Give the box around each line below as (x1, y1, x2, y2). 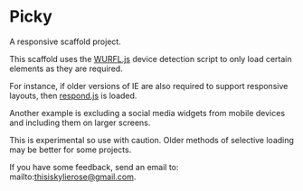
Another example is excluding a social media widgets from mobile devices (9, 107, 286, 118)
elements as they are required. (9, 63, 124, 74)
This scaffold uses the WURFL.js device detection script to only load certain (9, 53, 292, 64)
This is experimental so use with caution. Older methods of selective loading (9, 134, 294, 145)
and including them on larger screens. (9, 117, 151, 128)
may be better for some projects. (9, 144, 132, 155)
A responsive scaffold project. (9, 36, 122, 47)
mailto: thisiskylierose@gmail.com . (9, 171, 137, 182)
